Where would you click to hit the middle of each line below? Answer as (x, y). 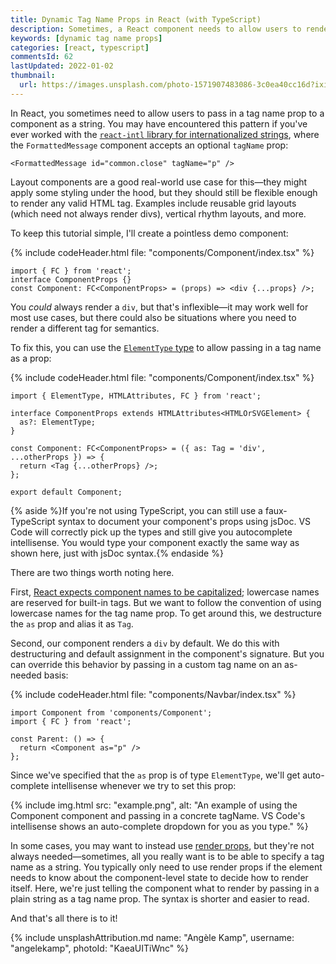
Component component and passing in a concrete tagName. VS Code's (158, 815)
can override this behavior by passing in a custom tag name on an (146, 664)
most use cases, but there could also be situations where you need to (153, 317)
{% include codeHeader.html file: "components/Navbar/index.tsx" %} (153, 694)
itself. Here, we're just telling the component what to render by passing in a (165, 888)
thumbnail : (33, 76)
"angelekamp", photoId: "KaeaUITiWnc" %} (99, 948)
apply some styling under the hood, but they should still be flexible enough (164, 192)
